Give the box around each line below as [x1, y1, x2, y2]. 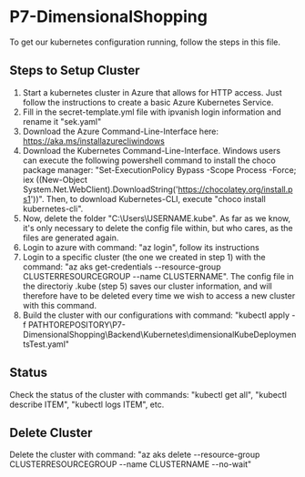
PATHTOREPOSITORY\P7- [27, 319, 126, 330]
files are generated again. [22, 232, 119, 243]
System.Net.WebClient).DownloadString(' [22, 184, 179, 195]
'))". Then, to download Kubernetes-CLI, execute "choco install [30, 193, 266, 204]
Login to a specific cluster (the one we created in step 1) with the [22, 251, 266, 262]
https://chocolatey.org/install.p [178, 184, 293, 195]
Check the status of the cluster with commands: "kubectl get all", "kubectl [9, 389, 287, 400]
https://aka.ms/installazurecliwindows [22, 135, 166, 147]
